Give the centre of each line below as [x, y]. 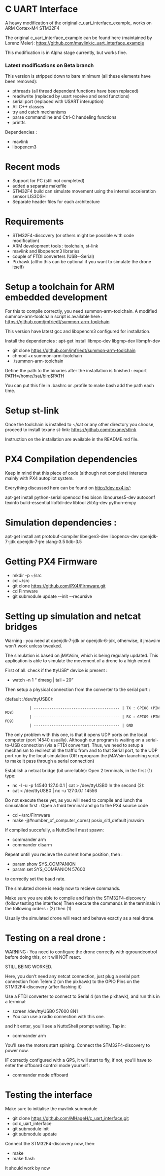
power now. [17, 1050]
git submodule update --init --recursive [52, 596]
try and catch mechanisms [39, 112]
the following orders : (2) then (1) [38, 908]
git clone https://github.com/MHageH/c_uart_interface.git [70, 1118]
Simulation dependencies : [61, 523]
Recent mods [33, 167]
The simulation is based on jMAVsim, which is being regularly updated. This [82, 655]
